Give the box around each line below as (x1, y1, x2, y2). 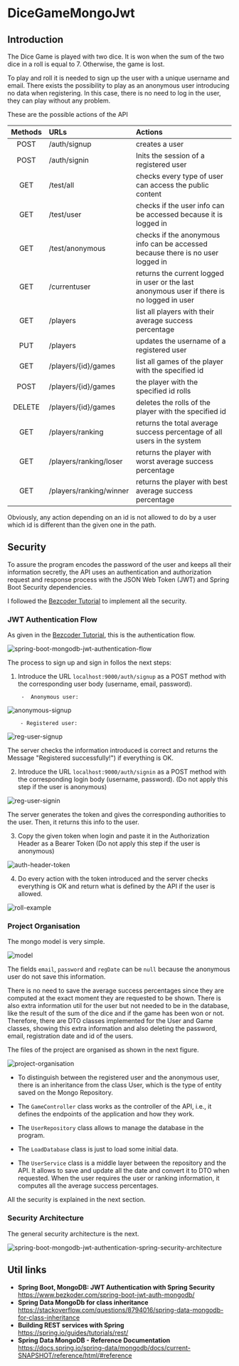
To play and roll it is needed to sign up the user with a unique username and (7, 73, 230, 82)
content (135, 189, 162, 199)
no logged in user (135, 295, 194, 304)
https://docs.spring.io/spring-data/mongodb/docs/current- (17, 1343, 191, 1352)
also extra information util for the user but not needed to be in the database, (7, 1002, 230, 1010)
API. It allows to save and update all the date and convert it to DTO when (17, 1166, 230, 1175)
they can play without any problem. (7, 96, 111, 105)
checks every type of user (135, 171, 224, 181)
